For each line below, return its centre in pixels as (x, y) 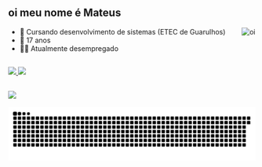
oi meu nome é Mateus (65, 13)
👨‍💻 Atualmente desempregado (69, 48)
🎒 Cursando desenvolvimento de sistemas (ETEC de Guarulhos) (122, 31)
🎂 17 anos (35, 40)
